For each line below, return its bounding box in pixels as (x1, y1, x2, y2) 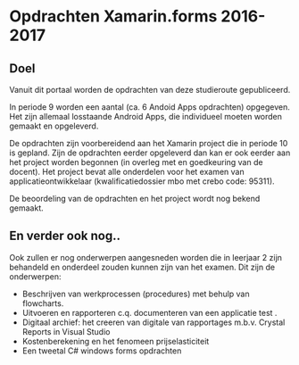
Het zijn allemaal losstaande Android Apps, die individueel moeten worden (9, 112, 283, 121)
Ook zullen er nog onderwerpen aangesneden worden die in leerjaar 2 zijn (9, 252, 283, 262)
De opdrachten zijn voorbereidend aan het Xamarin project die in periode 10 (9, 138, 288, 148)
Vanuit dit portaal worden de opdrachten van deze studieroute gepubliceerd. (9, 85, 291, 95)
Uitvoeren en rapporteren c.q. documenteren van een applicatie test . (21, 307, 278, 318)
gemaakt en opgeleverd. (9, 120, 99, 131)
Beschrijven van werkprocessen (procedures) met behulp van (21, 288, 250, 299)
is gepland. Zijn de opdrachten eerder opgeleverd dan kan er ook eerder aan (9, 147, 291, 158)
